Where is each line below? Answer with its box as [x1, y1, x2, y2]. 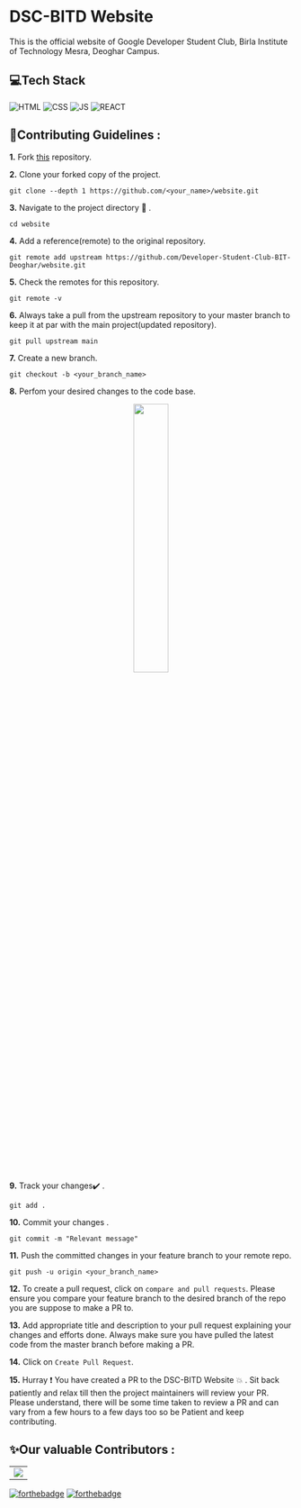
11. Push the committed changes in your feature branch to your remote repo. [9, 1249, 292, 1260]
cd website [9, 219, 50, 229]
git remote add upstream [9, 252, 102, 262]
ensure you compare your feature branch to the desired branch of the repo [9, 1293, 287, 1304]
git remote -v [9, 294, 63, 303]
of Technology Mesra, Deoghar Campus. [9, 45, 160, 56]
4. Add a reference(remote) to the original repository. [9, 235, 207, 246]
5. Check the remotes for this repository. [9, 277, 160, 287]
